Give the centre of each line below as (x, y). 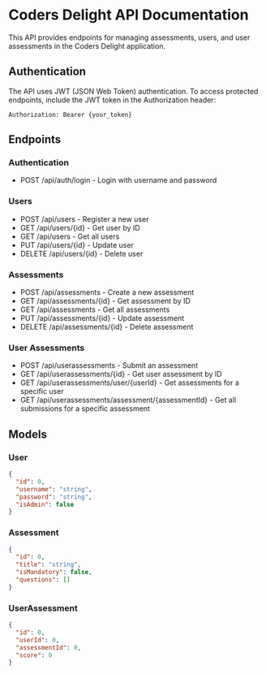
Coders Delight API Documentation (129, 15)
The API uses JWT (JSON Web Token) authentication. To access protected (133, 91)
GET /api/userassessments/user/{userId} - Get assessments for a (129, 382)
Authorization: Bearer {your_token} (70, 114)
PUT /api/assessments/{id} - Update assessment (102, 318)
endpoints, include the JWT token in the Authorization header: (112, 100)
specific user (42, 391)
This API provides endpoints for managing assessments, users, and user (129, 37)
